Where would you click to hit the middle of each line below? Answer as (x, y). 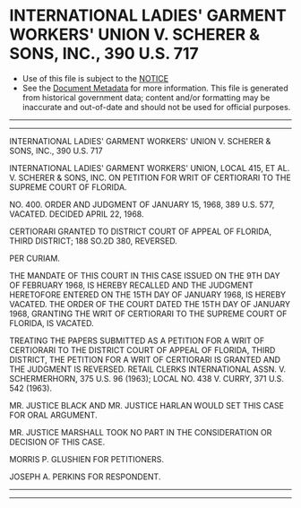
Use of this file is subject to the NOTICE (95, 78)
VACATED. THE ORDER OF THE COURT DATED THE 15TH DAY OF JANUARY (150, 304)
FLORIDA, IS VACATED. (52, 323)
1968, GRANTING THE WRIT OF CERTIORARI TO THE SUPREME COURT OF (148, 314)
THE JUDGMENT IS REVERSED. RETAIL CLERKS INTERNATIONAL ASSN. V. (148, 369)
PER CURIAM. (35, 258)
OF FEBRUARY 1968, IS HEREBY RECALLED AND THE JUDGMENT (131, 285)
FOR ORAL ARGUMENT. (53, 415)
